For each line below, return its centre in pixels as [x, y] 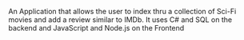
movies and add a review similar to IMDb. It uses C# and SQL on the [120, 20]
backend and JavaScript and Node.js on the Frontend [96, 28]
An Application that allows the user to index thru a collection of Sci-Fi [122, 11]
